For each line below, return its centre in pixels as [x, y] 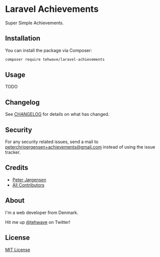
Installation [23, 38]
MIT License [18, 250]
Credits [17, 168]
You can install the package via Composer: [49, 50]
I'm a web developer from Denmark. [42, 212]
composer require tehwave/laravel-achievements [55, 59]
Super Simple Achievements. [35, 23]
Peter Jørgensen [29, 180]
